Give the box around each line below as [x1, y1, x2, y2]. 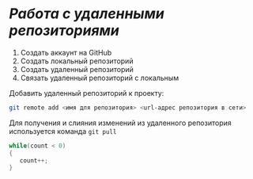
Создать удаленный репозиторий [20, 64, 134, 74]
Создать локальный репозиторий [20, 56, 134, 66]
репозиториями [9, 21, 119, 40]
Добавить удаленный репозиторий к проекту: [9, 88, 164, 97]
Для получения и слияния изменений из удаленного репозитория [9, 118, 232, 128]
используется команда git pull [9, 126, 117, 135]
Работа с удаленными [9, 5, 164, 23]
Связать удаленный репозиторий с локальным [20, 73, 179, 82]
